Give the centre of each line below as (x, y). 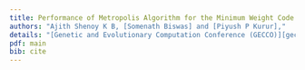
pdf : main (28, 43)
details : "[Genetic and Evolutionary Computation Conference (128, 35)
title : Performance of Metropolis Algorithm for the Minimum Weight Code (152, 18)
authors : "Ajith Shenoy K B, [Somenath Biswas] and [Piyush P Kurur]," (148, 26)
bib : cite (28, 52)
